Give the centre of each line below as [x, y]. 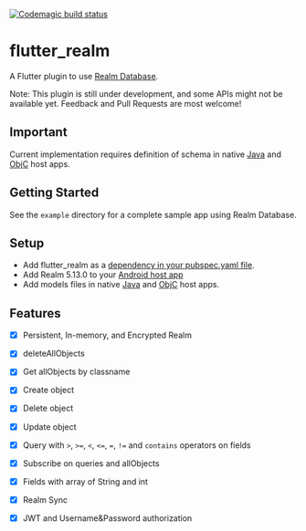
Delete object [48, 408]
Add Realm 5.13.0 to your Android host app [103, 275]
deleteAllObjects [53, 354]
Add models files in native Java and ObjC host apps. [121, 285]
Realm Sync [45, 500]
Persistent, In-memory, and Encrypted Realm [107, 335]
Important [38, 132]
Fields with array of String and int [85, 481]
